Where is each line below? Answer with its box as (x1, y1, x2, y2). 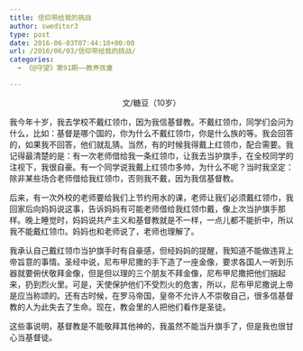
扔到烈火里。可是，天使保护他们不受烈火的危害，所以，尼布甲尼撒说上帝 (24, 279, 294, 290)
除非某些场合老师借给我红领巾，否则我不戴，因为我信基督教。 (9, 172, 239, 183)
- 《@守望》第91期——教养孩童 (17, 64, 114, 73)
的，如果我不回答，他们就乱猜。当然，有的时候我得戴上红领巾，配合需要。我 (9, 139, 294, 150)
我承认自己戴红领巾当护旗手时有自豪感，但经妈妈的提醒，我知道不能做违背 (9, 245, 286, 255)
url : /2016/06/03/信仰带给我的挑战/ (9, 47, 137, 56)
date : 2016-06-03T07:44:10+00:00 (9, 38, 135, 48)
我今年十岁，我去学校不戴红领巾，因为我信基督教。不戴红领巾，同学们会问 (9, 116, 286, 127)
